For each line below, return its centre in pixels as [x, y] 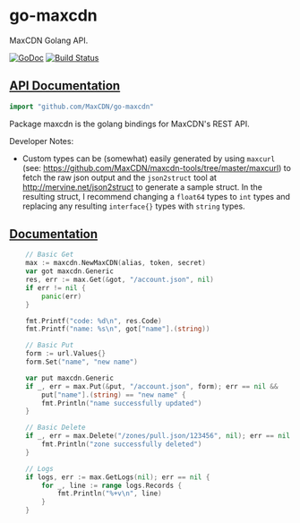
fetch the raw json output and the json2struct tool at [120, 177]
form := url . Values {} [65, 354]
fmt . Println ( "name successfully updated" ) [122, 403]
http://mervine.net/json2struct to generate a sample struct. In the [142, 187]
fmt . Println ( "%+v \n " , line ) [110, 493]
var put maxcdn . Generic [70, 378]
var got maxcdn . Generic [70, 271]
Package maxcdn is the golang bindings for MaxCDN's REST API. [129, 124]
